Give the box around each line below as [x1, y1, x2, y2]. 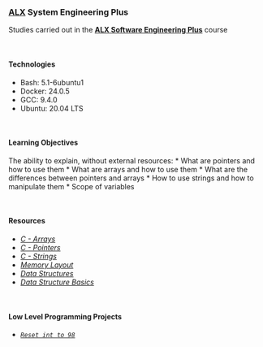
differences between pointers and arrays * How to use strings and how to [8, 173, 254, 183]
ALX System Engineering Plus [8, 7, 129, 18]
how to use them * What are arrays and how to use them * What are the [8, 164, 248, 174]
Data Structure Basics [19, 277, 95, 287]
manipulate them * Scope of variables [8, 181, 136, 191]
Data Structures [19, 268, 74, 278]
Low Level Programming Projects [8, 311, 123, 321]
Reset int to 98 [19, 332, 75, 340]
